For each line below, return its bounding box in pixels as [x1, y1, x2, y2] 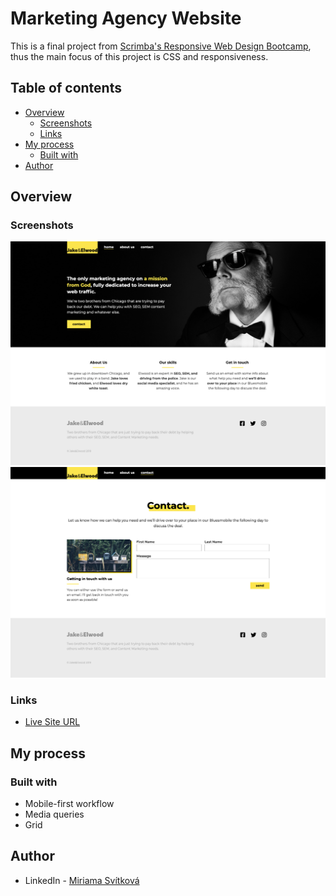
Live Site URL [24, 716, 81, 728]
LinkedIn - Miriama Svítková [24, 874, 140, 886]
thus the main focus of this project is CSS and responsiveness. [10, 50, 269, 62]
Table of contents [10, 80, 122, 97]
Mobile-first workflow [24, 797, 115, 809]
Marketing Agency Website [10, 7, 242, 30]
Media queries [24, 808, 85, 820]
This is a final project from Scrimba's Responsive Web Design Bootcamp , [10, 40, 312, 52]
